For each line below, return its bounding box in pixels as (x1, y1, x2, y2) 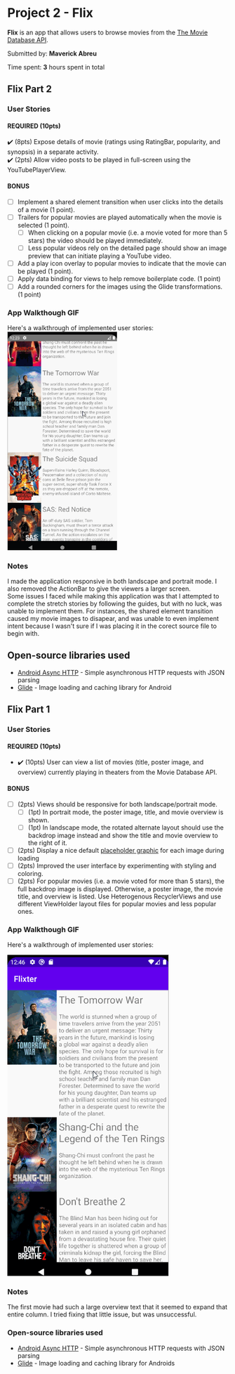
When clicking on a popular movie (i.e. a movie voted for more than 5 (27, 228, 228, 237)
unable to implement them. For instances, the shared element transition (7, 606, 213, 615)
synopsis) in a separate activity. (7, 148, 100, 156)
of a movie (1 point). (17, 205, 75, 214)
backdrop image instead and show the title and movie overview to (27, 831, 219, 839)
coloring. (17, 869, 43, 877)
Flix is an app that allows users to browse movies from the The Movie (7, 28, 208, 37)
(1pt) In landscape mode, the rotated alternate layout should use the (27, 823, 224, 832)
